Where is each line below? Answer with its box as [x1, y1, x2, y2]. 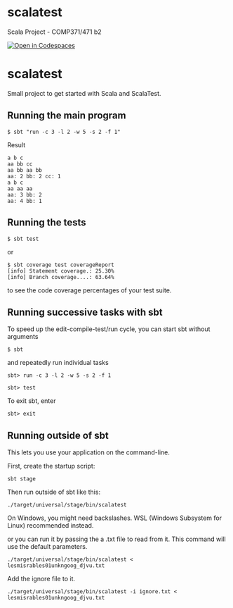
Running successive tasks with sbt [7, 306, 163, 318]
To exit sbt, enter [7, 397, 56, 405]
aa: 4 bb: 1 [7, 197, 42, 204]
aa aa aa [7, 185, 33, 192]
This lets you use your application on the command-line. [7, 448, 171, 457]
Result [7, 140, 26, 149]
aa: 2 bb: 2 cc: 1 [7, 173, 61, 180]
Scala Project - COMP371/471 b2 [7, 27, 102, 36]
